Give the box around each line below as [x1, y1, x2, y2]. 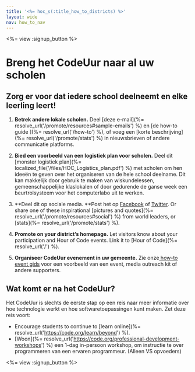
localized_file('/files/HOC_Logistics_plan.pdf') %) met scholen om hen [14, 165, 183, 172]
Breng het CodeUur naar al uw [6, 56, 154, 69]
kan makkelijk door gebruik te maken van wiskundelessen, [14, 177, 155, 184]
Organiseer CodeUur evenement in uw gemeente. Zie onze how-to [14, 255, 178, 262]
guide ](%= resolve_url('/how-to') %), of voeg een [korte [14, 128, 151, 135]
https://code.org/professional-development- [73, 335, 180, 342]
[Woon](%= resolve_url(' [14, 335, 74, 342]
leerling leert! [6, 100, 56, 110]
